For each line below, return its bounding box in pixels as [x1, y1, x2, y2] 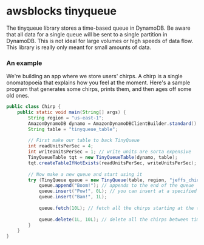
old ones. [6, 92, 30, 99]
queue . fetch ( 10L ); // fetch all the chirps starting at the [38, 205, 194, 211]
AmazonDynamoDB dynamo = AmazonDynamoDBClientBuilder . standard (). [28, 120, 200, 127]
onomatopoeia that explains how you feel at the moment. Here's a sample [6, 79, 191, 86]
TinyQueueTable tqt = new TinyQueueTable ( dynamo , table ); [28, 155, 178, 161]
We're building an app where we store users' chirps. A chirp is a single [6, 73, 183, 80]
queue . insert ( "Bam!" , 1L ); [38, 194, 107, 200]
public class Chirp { [6, 104, 61, 110]
